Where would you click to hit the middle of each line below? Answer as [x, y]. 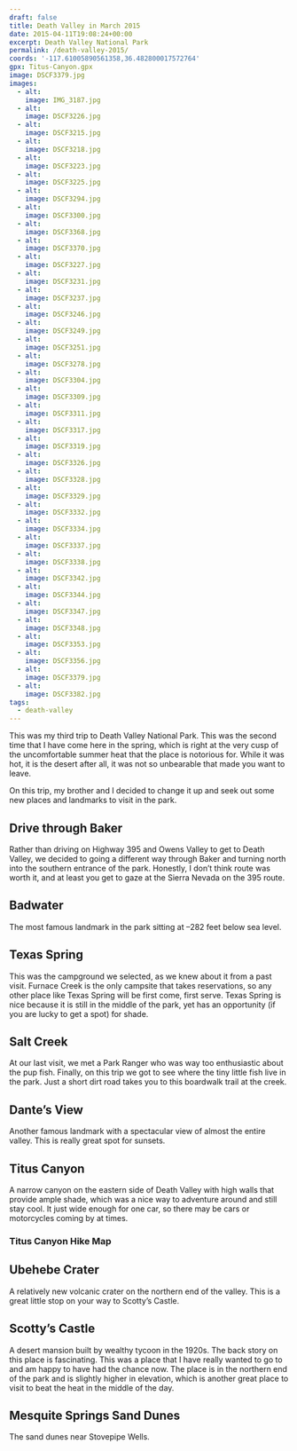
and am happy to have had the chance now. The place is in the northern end [148, 1368]
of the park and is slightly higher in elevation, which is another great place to [149, 1378]
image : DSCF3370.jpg [63, 248]
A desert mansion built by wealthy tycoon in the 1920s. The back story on [144, 1350]
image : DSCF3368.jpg [63, 232]
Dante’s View [47, 1110]
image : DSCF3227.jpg [63, 265]
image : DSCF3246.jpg [63, 315]
